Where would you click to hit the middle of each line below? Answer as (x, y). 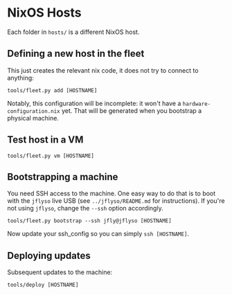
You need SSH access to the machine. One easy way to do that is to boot (111, 194)
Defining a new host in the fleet (76, 54)
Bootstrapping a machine (63, 177)
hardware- (197, 104)
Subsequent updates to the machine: (60, 272)
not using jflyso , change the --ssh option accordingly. (86, 208)
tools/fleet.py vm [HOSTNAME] (51, 156)
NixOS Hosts (44, 13)
